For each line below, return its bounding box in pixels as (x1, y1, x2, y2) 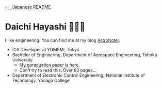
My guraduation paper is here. (19, 62, 80, 68)
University (12, 57, 33, 62)
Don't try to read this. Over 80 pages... (19, 67, 97, 73)
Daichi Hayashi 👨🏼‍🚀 (5, 21, 86, 32)
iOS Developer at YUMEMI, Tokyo (12, 46, 80, 52)
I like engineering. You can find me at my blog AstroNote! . (5, 37, 120, 43)
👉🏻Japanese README (5, 4, 51, 10)
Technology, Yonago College (12, 77, 70, 83)
